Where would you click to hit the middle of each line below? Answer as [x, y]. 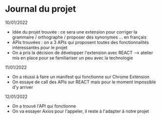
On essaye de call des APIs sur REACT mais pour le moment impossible [84, 82]
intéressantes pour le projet [40, 47]
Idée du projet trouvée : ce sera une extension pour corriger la [75, 32]
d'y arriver [22, 87]
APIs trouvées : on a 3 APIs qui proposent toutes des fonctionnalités [80, 42]
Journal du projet [41, 9]
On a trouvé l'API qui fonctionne [44, 106]
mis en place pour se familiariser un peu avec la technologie [72, 58]
